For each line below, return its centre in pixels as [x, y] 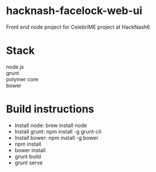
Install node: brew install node [51, 125]
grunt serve [28, 163]
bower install [30, 150]
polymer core [22, 79]
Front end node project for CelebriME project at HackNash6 [78, 27]
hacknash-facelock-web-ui [74, 11]
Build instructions [50, 109]
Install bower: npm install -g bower [56, 137]
